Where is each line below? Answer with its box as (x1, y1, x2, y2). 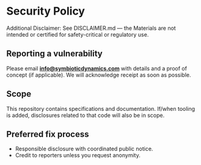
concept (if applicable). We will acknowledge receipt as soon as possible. (6, 71, 191, 79)
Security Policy (6, 4, 86, 18)
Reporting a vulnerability (6, 49, 103, 59)
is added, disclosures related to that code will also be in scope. (6, 111, 165, 119)
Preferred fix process (6, 129, 89, 139)
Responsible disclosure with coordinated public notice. (15, 145, 153, 153)
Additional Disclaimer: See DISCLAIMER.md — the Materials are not (6, 24, 176, 32)
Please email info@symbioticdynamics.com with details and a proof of (6, 65, 188, 72)
